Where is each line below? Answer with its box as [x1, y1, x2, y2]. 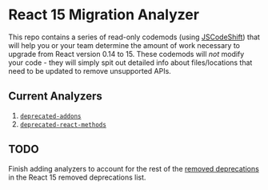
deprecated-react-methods [19, 120, 106, 129]
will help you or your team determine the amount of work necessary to [8, 40, 240, 50]
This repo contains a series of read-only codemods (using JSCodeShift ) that [8, 32, 260, 42]
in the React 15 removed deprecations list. [8, 172, 146, 182]
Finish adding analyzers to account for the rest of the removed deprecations [8, 164, 260, 173]
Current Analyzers [8, 90, 102, 103]
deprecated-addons [19, 112, 82, 120]
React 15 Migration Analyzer [8, 6, 200, 24]
